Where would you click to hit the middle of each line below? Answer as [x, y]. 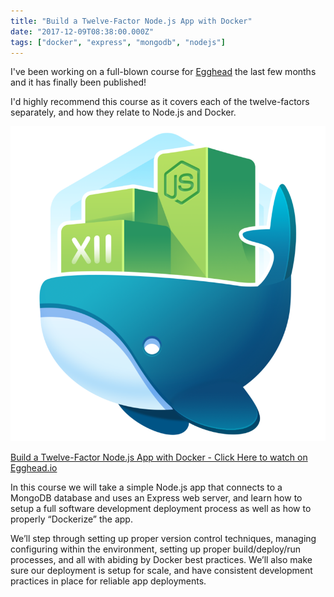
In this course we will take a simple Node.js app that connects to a [146, 487]
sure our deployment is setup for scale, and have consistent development [161, 571]
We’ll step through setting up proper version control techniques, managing [163, 539]
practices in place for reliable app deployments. [108, 581]
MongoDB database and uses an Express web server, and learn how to [156, 498]
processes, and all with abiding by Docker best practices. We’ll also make [161, 560]
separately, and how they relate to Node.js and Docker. [123, 112]
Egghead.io [34, 468]
